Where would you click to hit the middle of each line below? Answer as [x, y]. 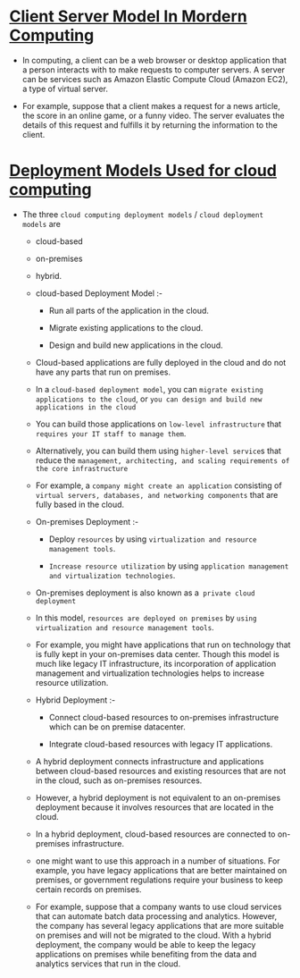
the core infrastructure [82, 468]
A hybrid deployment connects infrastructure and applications [150, 761]
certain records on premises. [88, 889]
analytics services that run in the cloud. [108, 964]
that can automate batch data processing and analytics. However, [156, 916]
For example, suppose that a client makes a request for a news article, [151, 105]
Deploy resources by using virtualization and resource [153, 539]
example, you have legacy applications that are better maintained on [161, 870]
